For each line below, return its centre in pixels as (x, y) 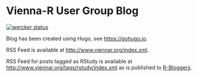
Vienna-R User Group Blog (72, 11)
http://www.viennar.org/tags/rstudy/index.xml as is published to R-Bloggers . (99, 67)
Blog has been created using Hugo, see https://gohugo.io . (77, 38)
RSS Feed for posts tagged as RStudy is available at (69, 61)
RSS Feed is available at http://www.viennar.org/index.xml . (78, 50)
